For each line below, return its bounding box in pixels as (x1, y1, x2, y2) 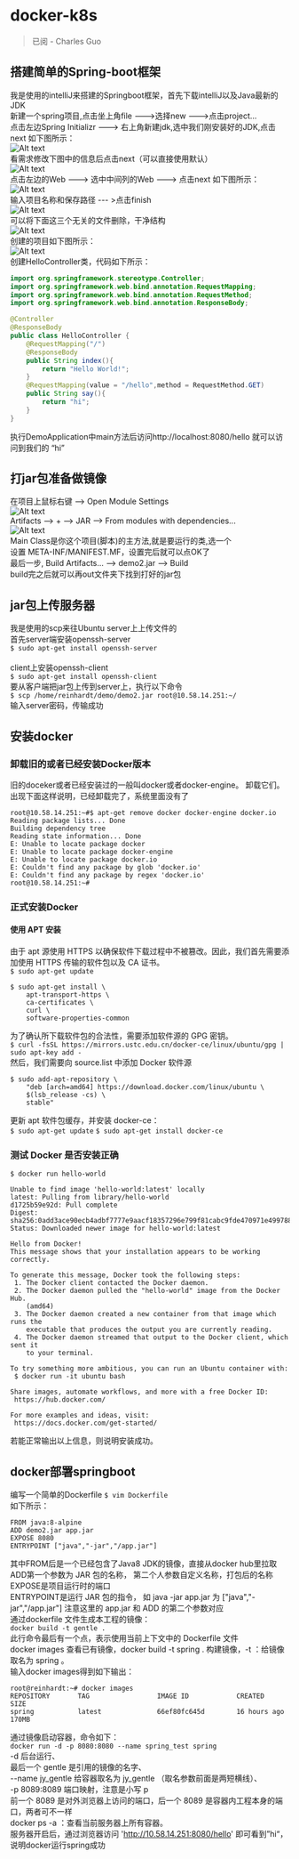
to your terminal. (26, 1349, 94, 1358)
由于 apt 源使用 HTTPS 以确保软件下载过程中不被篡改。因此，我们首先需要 (10, 946, 282, 957)
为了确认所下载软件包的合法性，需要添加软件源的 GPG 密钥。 (10, 1031, 233, 1041)
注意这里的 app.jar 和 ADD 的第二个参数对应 (64, 1603, 224, 1613)
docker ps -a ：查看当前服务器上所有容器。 (10, 1817, 168, 1829)
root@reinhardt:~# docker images (10, 1684, 134, 1693)
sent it (10, 1341, 39, 1350)
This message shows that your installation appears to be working (10, 1248, 261, 1257)
